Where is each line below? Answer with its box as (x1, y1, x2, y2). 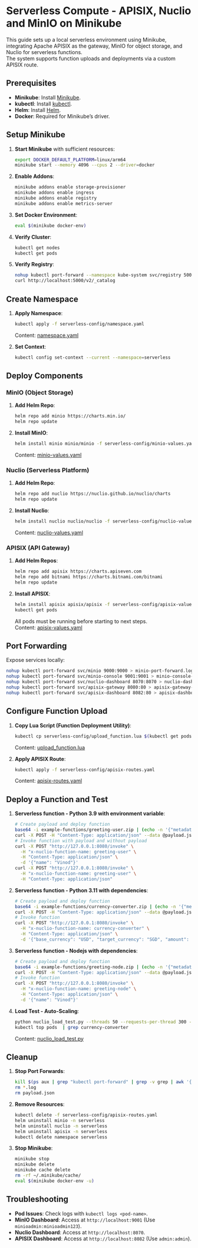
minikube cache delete (14, 1167, 71, 1173)
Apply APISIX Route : (14, 755, 66, 762)
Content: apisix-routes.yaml (14, 777, 82, 784)
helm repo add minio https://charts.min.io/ (14, 413, 126, 419)
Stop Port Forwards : (14, 1068, 65, 1075)
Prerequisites (6, 78, 57, 88)
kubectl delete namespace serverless (14, 1134, 108, 1140)
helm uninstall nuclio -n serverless (14, 1123, 108, 1129)
